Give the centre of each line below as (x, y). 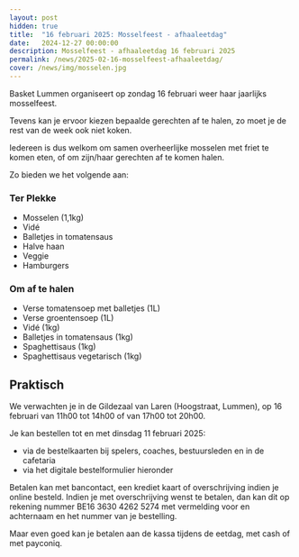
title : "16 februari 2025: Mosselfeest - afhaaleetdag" (118, 34)
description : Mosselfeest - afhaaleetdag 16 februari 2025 (122, 51)
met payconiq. (36, 543)
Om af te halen (42, 289)
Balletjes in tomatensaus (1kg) (77, 337)
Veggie (36, 256)
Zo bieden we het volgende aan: (69, 174)
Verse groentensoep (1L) (68, 318)
